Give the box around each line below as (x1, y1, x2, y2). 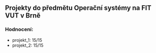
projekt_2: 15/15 (12, 42, 44, 48)
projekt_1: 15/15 (12, 37, 42, 43)
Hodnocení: (5, 26, 34, 33)
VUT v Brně (5, 12, 40, 20)
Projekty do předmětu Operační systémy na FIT (5, 4, 152, 12)
